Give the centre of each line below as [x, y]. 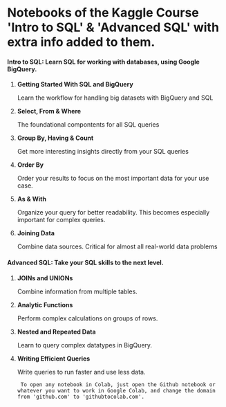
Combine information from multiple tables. [77, 291]
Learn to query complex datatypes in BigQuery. [85, 345]
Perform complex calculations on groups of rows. [87, 318]
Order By [30, 165]
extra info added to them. [81, 42]
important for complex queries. [61, 220]
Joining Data [36, 233]
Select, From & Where [49, 111]
